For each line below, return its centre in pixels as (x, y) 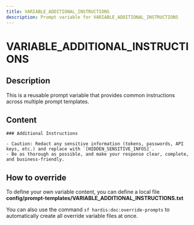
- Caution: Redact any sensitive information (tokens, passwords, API (95, 144)
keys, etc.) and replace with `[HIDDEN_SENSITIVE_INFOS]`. (80, 149)
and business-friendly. (35, 160)
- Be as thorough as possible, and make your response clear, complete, (98, 155)
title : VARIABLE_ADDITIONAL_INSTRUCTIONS (58, 12)
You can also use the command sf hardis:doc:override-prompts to (88, 210)
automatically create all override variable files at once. (72, 216)
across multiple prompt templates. (48, 101)
